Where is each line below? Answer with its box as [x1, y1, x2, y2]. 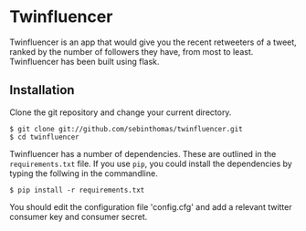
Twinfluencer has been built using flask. [9, 56, 160, 67]
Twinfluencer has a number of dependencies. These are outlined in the [9, 148, 277, 159]
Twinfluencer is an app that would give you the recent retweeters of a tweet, [9, 37, 297, 47]
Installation [9, 82, 75, 98]
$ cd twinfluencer [9, 132, 79, 142]
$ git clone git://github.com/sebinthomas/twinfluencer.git [9, 124, 244, 133]
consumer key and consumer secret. [9, 211, 148, 222]
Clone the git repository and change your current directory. [9, 107, 232, 118]
